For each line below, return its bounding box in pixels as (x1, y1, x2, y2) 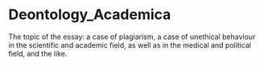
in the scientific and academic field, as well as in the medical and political (8, 40, 252, 49)
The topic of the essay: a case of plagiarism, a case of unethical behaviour (8, 32, 256, 41)
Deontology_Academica (8, 6, 171, 24)
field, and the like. (8, 49, 68, 58)
